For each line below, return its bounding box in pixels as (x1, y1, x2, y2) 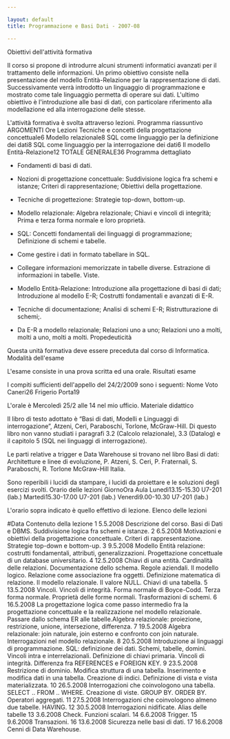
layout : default (7, 16, 54, 23)
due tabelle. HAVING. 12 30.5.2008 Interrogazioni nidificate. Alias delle (7, 702, 207, 711)
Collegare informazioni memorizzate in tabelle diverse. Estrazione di (17, 263, 211, 271)
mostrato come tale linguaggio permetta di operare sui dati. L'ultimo (7, 90, 200, 99)
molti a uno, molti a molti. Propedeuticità (17, 333, 132, 341)
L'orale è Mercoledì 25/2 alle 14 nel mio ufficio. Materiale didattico (7, 401, 194, 410)
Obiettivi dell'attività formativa (7, 48, 92, 56)
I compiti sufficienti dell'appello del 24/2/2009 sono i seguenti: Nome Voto (7, 381, 218, 389)
